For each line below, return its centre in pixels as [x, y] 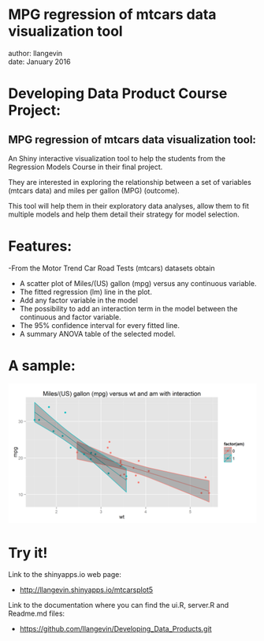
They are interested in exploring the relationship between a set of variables [130, 182]
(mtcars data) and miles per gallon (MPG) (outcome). [94, 190]
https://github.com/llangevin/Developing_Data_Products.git [115, 629]
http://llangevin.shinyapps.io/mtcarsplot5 [86, 590]
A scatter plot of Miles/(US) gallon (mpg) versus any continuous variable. [138, 283]
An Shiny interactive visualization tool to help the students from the [117, 158]
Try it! [28, 553]
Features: [40, 246]
